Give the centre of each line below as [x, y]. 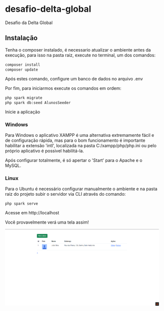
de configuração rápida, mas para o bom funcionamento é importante [75, 140]
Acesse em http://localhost [32, 213]
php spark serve [21, 204]
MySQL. [13, 166]
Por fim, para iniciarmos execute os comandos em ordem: [63, 88]
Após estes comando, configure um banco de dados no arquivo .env [74, 78]
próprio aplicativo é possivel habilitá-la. [45, 151]
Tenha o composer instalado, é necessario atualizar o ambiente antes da [78, 50]
